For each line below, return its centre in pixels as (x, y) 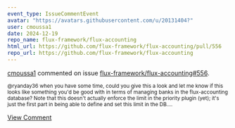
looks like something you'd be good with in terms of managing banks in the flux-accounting (118, 92)
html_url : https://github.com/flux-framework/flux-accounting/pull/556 (114, 46)
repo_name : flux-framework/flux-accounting (72, 40)
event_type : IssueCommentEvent (53, 14)
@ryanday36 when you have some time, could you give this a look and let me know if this (115, 86)
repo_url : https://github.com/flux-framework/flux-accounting (100, 53)
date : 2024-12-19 (33, 33)
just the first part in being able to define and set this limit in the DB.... (90, 104)
